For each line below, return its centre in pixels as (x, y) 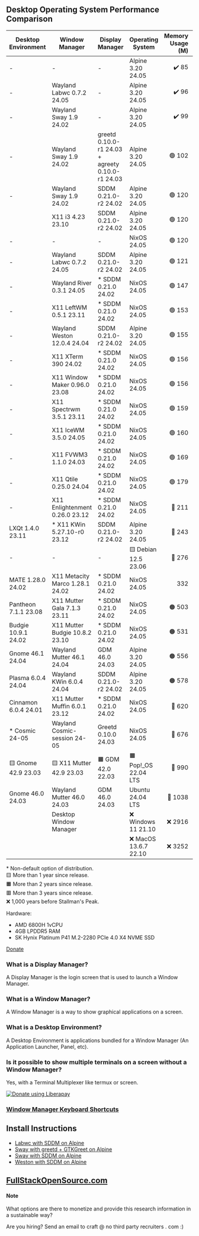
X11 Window (70, 377)
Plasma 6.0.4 (28, 678)
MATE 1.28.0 (28, 580)
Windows (142, 822)
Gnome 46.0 (27, 793)
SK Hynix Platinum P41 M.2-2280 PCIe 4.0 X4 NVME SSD (85, 937)
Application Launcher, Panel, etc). (47, 1046)
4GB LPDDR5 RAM (38, 931)
